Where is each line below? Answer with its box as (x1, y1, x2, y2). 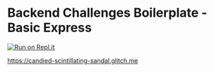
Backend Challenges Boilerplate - (7, 5, 208, 21)
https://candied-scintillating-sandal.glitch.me (7, 56, 138, 64)
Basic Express (7, 20, 92, 36)
